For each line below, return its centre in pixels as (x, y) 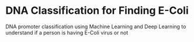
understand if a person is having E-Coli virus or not (67, 32)
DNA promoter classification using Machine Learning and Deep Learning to (96, 26)
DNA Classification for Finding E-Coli (97, 11)
